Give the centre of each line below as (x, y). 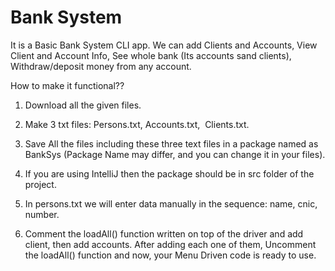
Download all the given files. (83, 105)
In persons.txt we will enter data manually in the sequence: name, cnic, (171, 203)
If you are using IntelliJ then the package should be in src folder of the (169, 173)
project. (40, 184)
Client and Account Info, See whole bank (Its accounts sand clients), (151, 55)
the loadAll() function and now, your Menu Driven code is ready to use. (170, 255)
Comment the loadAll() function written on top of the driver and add (164, 233)
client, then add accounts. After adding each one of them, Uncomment (170, 244)
